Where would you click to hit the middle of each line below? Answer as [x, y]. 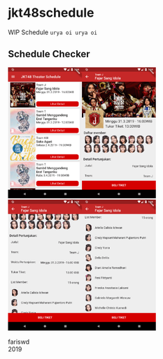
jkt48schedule [51, 13]
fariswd [19, 342]
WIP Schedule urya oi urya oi [52, 32]
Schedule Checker [49, 54]
